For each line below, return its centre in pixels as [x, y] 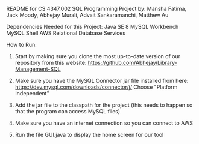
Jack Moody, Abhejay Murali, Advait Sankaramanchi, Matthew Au [87, 15]
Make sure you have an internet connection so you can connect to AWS [104, 123]
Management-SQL [38, 69]
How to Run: [22, 45]
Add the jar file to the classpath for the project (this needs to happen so [104, 105]
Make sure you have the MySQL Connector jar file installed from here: [102, 81]
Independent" [32, 93]
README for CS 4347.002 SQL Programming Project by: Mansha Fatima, [96, 9]
